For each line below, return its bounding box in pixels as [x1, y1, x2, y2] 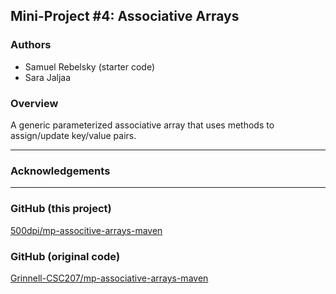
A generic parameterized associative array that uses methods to [10, 119, 275, 131]
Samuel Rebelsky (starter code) [24, 60, 156, 73]
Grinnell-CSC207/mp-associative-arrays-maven [10, 272, 209, 284]
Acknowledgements [10, 164, 111, 178]
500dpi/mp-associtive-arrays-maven [10, 224, 163, 236]
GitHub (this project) [10, 202, 112, 216]
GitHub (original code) [10, 249, 121, 263]
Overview [10, 96, 59, 110]
